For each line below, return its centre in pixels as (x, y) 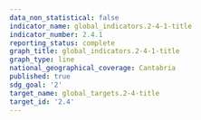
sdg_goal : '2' (36, 85)
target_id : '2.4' (42, 102)
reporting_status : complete (62, 43)
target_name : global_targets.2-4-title (85, 93)
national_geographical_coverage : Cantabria (93, 69)
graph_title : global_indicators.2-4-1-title (95, 51)
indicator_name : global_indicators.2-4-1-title (101, 26)
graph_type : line (42, 60)
